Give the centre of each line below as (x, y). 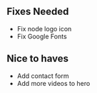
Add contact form (43, 76)
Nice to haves (38, 59)
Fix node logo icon (44, 28)
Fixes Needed (38, 12)
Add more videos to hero (53, 83)
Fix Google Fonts (42, 36)
